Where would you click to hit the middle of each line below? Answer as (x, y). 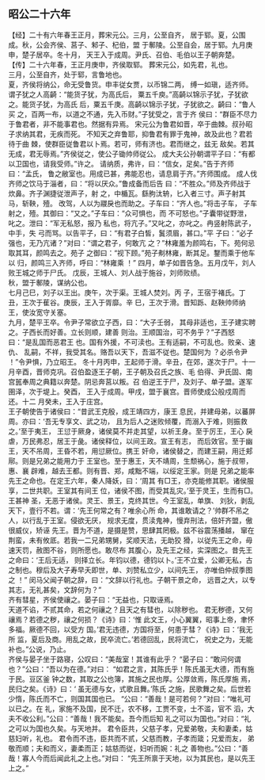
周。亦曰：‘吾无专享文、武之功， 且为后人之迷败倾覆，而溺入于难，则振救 (128, 421)
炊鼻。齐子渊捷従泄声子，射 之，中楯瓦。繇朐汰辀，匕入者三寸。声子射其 (127, 193)
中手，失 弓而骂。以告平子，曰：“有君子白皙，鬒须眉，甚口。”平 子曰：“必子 (131, 233)
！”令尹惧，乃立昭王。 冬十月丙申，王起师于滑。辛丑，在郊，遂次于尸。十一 (132, 361)
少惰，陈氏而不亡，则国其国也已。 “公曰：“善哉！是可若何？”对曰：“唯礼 (126, 698)
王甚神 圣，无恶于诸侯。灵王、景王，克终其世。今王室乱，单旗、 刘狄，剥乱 (131, 500)
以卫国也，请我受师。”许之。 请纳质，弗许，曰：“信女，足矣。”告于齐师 (121, 163)
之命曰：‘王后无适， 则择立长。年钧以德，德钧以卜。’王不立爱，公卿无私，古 (131, 560)
